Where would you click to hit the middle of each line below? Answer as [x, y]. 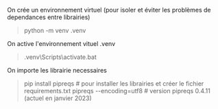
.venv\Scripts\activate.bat [60, 57]
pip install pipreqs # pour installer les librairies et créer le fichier [114, 84]
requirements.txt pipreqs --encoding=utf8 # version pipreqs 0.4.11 [117, 91]
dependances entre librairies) [49, 17]
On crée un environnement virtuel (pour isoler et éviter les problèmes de [109, 10]
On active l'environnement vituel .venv [61, 44]
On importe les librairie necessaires [57, 70]
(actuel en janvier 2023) [58, 98]
